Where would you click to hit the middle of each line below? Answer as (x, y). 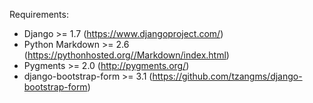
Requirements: (39, 14)
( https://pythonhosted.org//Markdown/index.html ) (126, 55)
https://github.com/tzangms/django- (227, 76)
